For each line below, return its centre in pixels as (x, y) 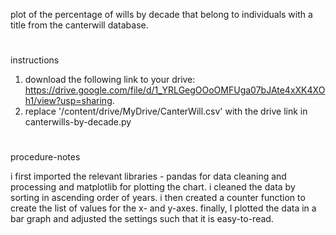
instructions (35, 60)
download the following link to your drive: (110, 80)
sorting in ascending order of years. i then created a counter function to (158, 198)
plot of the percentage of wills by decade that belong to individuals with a (161, 14)
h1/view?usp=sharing (68, 101)
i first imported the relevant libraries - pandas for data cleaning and (148, 176)
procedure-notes (45, 157)
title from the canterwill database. (79, 25)
